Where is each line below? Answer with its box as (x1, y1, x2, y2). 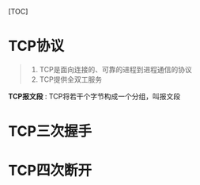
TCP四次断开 (8, 162, 92, 179)
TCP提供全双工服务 (39, 75, 103, 84)
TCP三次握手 (8, 122, 92, 141)
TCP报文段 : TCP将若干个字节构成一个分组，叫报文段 (8, 91, 181, 101)
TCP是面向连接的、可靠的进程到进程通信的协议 (39, 64, 192, 74)
